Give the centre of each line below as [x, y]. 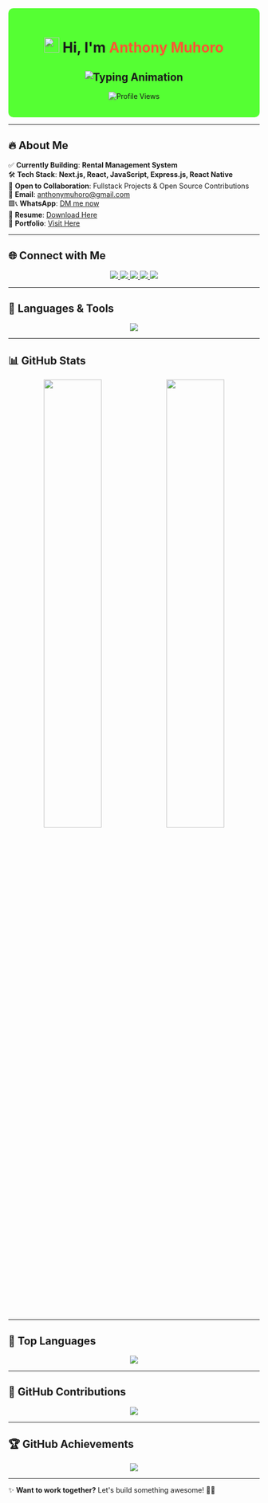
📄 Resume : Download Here [53, 214]
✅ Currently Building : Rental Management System [93, 165]
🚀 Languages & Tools [61, 309]
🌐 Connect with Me [57, 256]
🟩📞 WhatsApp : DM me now [54, 203]
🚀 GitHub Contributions [67, 1392]
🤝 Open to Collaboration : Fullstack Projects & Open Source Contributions [129, 186]
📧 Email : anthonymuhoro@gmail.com [69, 194]
